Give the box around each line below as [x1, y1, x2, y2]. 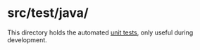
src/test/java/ [7, 5, 89, 21]
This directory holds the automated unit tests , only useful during [7, 28, 194, 37]
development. [7, 35, 47, 44]
